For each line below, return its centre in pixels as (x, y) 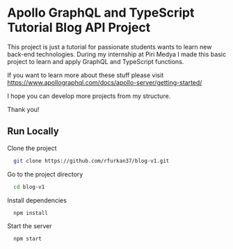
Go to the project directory (45, 174)
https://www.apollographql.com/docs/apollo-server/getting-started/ (105, 82)
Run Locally (33, 131)
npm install (31, 213)
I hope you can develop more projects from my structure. (89, 96)
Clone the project (32, 148)
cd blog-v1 (29, 187)
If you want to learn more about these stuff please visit (86, 75)
